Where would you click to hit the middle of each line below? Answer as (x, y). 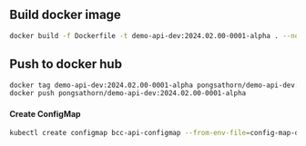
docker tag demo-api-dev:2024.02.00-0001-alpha (102, 85)
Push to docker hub (66, 64)
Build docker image (65, 15)
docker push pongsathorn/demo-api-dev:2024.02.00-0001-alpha (128, 93)
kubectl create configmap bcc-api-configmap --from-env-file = (130, 133)
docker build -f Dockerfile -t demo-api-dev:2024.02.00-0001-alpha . (144, 35)
